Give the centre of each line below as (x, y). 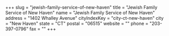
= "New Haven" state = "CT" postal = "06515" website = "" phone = (77, 23)
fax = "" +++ (43, 29)
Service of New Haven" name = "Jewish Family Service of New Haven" (80, 13)
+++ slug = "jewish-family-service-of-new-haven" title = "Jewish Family (81, 7)
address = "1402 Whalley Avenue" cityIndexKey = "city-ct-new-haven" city (84, 18)
